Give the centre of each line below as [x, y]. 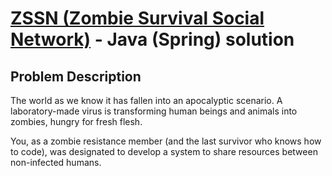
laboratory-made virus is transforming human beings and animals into [154, 111]
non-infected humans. [56, 162]
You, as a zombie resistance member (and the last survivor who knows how [166, 141]
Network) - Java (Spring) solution [152, 39]
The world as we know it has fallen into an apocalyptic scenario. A [146, 100]
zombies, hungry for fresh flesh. [76, 121]
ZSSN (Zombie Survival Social [137, 18]
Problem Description [76, 76]
